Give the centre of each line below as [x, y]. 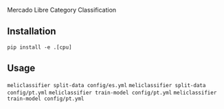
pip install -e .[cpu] [40, 47]
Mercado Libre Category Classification [62, 10]
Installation [32, 31]
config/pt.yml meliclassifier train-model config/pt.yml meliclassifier [112, 93]
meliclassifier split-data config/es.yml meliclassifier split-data [107, 85]
